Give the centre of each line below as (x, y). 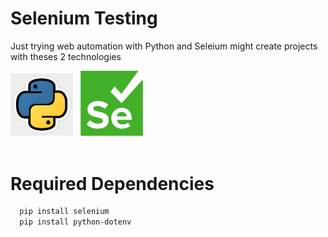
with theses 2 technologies (66, 56)
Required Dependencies (112, 183)
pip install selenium (64, 212)
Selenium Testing (84, 18)
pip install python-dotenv (75, 222)
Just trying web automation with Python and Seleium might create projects (164, 46)
